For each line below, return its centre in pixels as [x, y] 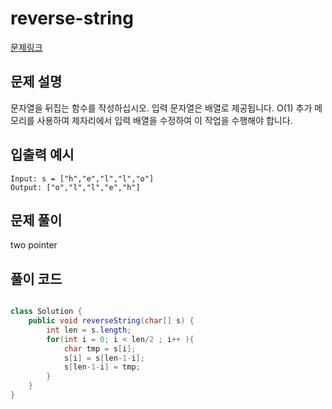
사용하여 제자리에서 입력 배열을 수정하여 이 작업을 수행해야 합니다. [164, 120]
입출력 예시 [42, 155]
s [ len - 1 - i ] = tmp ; [102, 367]
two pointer [34, 245]
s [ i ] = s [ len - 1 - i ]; [104, 358]
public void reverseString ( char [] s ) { [111, 321]
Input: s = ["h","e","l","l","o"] [82, 178]
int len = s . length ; [89, 330]
